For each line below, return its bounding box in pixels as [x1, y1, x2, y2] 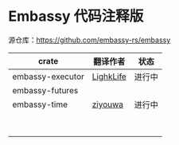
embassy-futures [12, 84, 79, 96]
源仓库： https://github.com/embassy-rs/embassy [8, 35, 171, 45]
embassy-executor [12, 71, 85, 82]
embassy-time [12, 99, 68, 110]
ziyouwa [91, 99, 124, 110]
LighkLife [91, 71, 127, 82]
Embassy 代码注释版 [8, 7, 144, 25]
